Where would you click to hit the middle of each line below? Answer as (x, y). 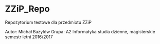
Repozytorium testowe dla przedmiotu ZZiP (48, 22)
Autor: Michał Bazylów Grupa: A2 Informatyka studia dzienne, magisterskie (80, 31)
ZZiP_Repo (27, 9)
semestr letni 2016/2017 (29, 37)
